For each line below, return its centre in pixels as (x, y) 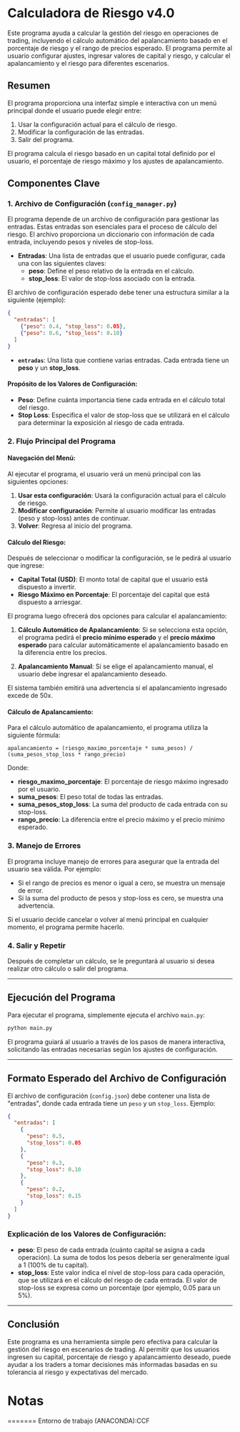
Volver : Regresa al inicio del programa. (75, 526)
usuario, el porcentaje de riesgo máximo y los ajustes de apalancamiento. (115, 161)
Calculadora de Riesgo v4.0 (91, 13)
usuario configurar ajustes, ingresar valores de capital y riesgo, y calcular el (119, 56)
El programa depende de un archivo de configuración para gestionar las (113, 219)
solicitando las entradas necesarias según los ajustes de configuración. (112, 1049)
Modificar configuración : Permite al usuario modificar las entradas (117, 511)
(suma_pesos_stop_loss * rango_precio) (67, 755)
